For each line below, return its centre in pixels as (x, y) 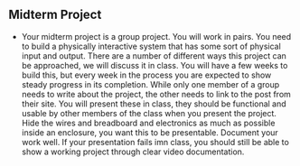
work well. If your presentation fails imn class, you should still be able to (155, 142)
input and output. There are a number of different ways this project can (154, 55)
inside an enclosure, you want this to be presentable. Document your (150, 132)
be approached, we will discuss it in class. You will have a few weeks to (155, 65)
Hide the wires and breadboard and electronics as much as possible (148, 123)
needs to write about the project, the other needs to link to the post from (156, 94)
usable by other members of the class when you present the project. (149, 113)
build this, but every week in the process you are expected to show (146, 75)
